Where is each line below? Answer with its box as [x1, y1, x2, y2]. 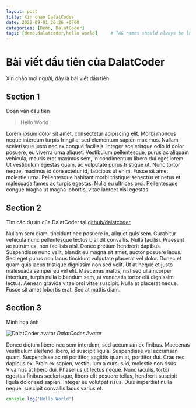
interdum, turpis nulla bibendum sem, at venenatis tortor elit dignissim [6, 273, 174, 280]
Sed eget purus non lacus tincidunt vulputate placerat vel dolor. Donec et [6, 255, 182, 262]
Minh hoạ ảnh [6, 318, 39, 325]
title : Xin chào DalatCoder [6, 14, 75, 20]
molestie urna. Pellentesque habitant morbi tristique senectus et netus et [6, 173, 181, 180]
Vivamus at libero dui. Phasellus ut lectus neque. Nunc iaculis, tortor [6, 366, 170, 373]
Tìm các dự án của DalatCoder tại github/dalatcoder [6, 218, 131, 225]
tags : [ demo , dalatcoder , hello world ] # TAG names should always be [6, 30, 184, 36]
